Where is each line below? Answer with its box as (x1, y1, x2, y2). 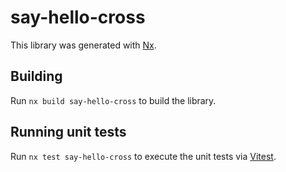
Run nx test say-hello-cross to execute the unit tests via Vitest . (10, 150, 277, 162)
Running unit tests (10, 124, 127, 141)
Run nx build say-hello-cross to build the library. (10, 94, 217, 106)
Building (10, 68, 63, 85)
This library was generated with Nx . (10, 39, 157, 51)
